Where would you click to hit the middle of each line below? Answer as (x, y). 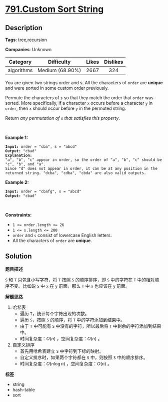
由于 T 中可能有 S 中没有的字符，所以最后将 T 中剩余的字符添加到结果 (90, 326)
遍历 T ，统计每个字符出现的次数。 (54, 313)
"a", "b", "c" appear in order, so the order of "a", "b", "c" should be (84, 160)
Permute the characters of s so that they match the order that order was (79, 98)
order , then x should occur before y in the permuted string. (66, 108)
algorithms (20, 70)
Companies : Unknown (28, 49)
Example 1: (17, 137)
